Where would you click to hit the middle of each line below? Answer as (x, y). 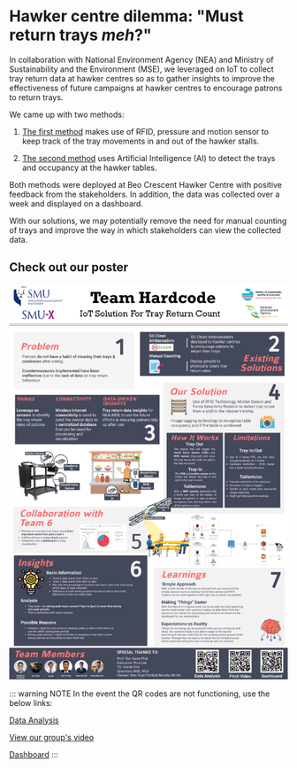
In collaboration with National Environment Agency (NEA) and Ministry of (141, 59)
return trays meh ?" (80, 35)
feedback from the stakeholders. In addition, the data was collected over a (145, 194)
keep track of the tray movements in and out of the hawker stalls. (141, 141)
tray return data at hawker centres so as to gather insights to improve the (142, 78)
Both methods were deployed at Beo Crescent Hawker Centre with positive (146, 184)
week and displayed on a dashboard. (76, 203)
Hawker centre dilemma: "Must (126, 16)
